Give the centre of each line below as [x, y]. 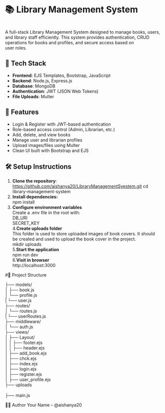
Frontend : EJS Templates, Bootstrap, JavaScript [62, 75]
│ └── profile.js [21, 295]
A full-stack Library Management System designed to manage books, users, [83, 32]
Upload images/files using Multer [46, 145]
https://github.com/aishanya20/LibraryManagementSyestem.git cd [80, 186]
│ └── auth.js [19, 327]
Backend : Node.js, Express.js [42, 80]
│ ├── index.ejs [21, 364]
